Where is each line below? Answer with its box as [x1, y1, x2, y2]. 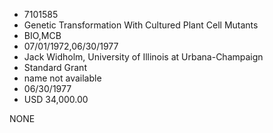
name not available [23, 72, 102, 84]
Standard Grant [23, 62, 87, 73]
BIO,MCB [23, 30, 62, 41]
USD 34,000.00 [23, 94, 89, 105]
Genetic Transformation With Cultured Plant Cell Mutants [23, 19, 259, 31]
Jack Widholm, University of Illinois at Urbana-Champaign [23, 51, 264, 63]
